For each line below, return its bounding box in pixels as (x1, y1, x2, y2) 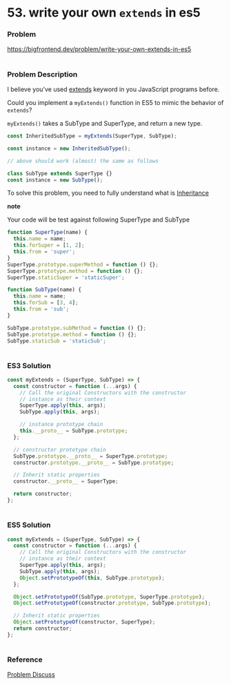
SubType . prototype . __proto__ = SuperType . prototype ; (13, 452, 168, 460)
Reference (7, 655, 43, 664)
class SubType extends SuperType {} (7, 170, 112, 177)
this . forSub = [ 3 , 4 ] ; (13, 299, 79, 307)
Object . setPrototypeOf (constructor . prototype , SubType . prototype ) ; (13, 599, 212, 607)
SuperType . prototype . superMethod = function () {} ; (7, 261, 159, 268)
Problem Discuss (7, 670, 55, 679)
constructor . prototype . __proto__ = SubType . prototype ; (13, 459, 174, 466)
